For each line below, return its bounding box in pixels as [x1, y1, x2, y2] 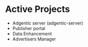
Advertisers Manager [12, 36, 56, 42]
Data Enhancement [12, 30, 52, 36]
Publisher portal [12, 25, 45, 31]
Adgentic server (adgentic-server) [12, 20, 83, 26]
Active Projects [5, 3, 70, 15]
